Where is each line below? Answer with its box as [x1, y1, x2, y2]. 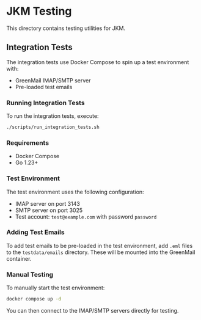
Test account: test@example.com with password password [15, 213, 157, 220]
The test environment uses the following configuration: [6, 188, 145, 195]
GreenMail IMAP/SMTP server [15, 76, 91, 84]
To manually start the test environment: [6, 284, 105, 291]
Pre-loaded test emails [15, 83, 73, 90]
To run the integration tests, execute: [6, 112, 99, 120]
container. [6, 255, 32, 262]
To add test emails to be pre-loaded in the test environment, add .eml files [6, 242, 193, 249]
